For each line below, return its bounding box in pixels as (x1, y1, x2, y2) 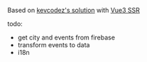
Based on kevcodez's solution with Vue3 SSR (7, 6, 141, 14)
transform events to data (17, 41, 90, 49)
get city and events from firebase (17, 33, 116, 42)
